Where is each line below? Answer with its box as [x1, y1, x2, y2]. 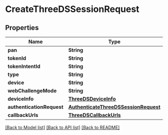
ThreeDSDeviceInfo [68, 95, 116, 102]
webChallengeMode [7, 87, 57, 94]
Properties [5, 23, 39, 32]
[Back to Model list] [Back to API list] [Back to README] [5, 124, 120, 130]
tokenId [7, 55, 26, 61]
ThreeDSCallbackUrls [68, 111, 121, 118]
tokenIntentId [7, 63, 41, 69]
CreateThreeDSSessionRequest [5, 3, 139, 15]
